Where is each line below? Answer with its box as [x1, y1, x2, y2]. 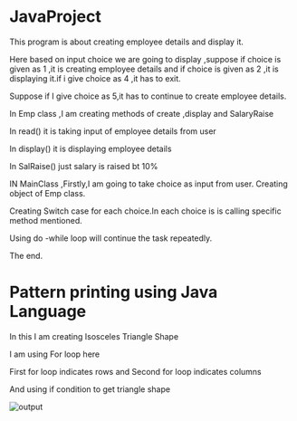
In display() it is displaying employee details [9, 143, 172, 154]
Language [9, 301, 87, 322]
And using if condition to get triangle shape [9, 383, 170, 395]
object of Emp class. [9, 187, 86, 198]
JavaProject [9, 6, 101, 27]
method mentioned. [9, 215, 83, 225]
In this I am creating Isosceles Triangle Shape [9, 330, 179, 341]
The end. [9, 250, 43, 261]
